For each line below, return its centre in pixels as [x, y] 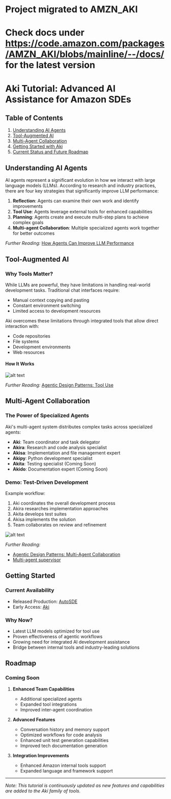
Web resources [28, 352]
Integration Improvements [41, 755]
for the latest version [50, 65]
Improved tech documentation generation [64, 746]
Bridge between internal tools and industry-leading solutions [76, 647]
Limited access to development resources [56, 311]
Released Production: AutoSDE [45, 601]
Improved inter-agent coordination [56, 709]
